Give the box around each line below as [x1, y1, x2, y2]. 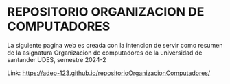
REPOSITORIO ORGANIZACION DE [7, 4, 205, 20]
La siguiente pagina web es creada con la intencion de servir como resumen [7, 41, 223, 49]
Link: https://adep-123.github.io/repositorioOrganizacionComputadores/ [7, 69, 211, 77]
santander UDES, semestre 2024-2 [7, 55, 106, 64]
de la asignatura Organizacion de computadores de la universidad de [7, 48, 203, 57]
